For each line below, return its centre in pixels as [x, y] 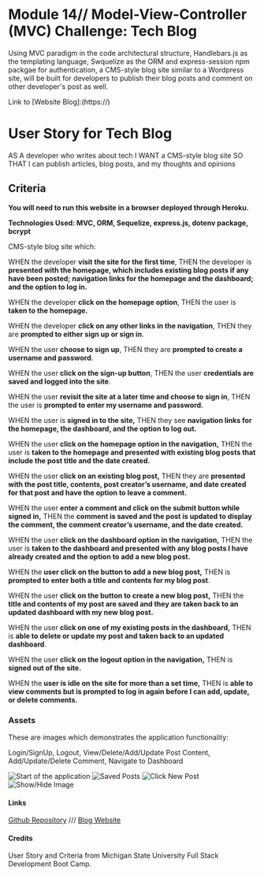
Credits [20, 838]
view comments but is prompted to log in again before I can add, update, [129, 691]
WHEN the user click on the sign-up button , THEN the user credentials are [131, 373]
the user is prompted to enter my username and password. [106, 405]
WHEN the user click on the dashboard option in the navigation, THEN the [130, 539]
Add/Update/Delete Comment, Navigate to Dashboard [96, 761]
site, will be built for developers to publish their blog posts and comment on [131, 78]
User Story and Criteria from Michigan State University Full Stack [113, 855]
